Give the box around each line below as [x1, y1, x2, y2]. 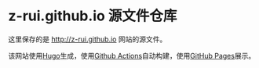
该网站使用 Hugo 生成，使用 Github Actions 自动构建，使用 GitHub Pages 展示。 [8, 51, 256, 60]
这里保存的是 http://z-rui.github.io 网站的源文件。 [8, 34, 167, 44]
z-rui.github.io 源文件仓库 [8, 7, 177, 25]
